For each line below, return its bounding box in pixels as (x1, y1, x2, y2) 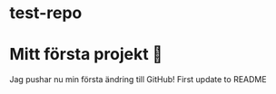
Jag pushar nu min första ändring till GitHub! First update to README (9, 74, 267, 85)
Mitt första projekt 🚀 (9, 44, 163, 65)
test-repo (9, 3, 83, 23)
